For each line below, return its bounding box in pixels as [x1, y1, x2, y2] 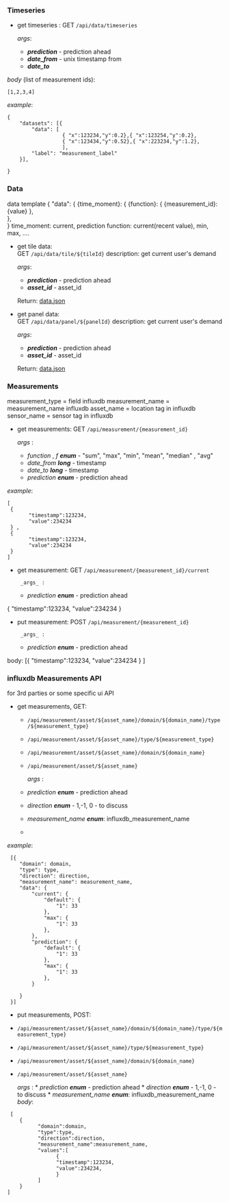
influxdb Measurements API [7, 673, 102, 683]
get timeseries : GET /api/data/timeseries [16, 21, 138, 30]
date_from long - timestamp [27, 458, 107, 467]
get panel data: [16, 309, 60, 318]
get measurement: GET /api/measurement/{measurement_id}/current [16, 565, 210, 574]
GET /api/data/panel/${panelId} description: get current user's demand [16, 317, 223, 325]
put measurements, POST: [16, 1011, 92, 1019]
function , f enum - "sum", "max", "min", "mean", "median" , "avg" [27, 451, 214, 460]
